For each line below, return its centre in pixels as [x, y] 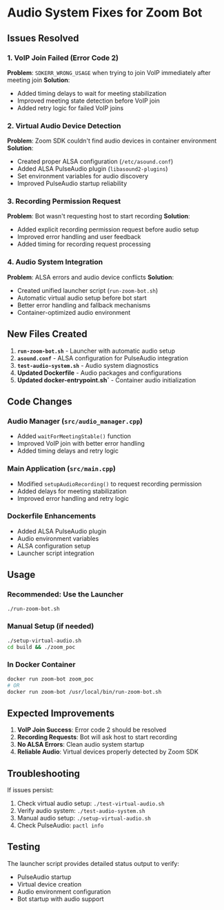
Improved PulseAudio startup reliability [72, 183]
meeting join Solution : [39, 80]
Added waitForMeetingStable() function [74, 436]
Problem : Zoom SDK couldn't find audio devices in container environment [112, 141]
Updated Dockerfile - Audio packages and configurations [99, 373]
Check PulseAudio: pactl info [60, 825]
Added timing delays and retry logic [68, 451]
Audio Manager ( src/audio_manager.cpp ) [75, 421]
